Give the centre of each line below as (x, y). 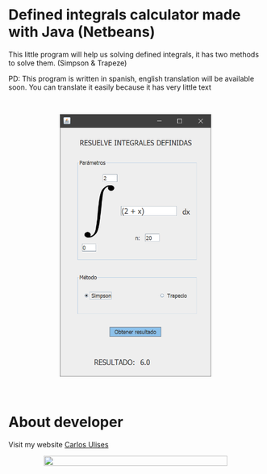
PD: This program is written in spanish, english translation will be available (131, 78)
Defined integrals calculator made (125, 15)
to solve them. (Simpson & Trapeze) (68, 63)
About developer (66, 422)
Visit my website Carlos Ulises (58, 444)
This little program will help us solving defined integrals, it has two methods (134, 54)
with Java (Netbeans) (82, 32)
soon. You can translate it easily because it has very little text (110, 87)
